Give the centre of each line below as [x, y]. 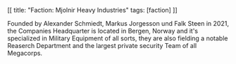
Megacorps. [25, 53]
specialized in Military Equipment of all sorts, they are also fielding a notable [118, 38]
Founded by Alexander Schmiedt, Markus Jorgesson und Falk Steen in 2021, [118, 23]
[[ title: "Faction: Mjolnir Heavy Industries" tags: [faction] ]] [92, 10]
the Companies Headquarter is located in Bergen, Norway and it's [103, 31]
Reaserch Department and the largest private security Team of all [102, 46]
